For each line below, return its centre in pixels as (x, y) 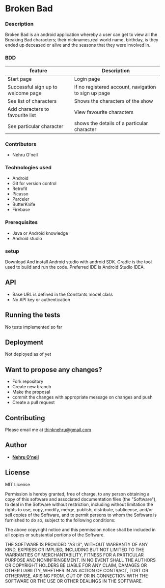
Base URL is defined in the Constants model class (62, 294)
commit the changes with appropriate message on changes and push (82, 397)
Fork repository (28, 381)
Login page (87, 79)
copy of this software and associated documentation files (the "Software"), (81, 499)
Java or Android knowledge (40, 233)
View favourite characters (104, 112)
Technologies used (28, 168)
